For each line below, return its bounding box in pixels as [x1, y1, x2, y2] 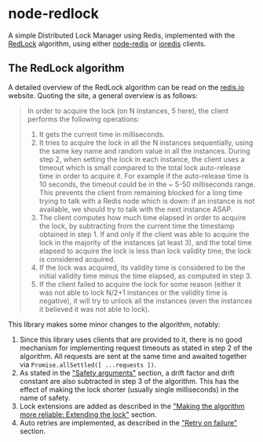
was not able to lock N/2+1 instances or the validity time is [38, 288, 228, 297]
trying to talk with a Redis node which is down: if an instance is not [38, 196, 255, 205]
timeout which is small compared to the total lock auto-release [38, 162, 241, 172]
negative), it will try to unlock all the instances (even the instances [38, 295, 253, 306]
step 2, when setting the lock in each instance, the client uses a [38, 154, 245, 164]
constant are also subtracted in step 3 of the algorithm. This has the [19, 376, 239, 386]
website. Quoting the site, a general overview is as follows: [8, 91, 198, 100]
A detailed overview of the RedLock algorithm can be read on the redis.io [8, 82, 245, 92]
